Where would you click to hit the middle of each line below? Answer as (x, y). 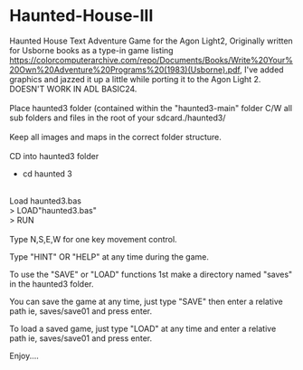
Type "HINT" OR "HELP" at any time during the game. (109, 256)
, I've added (261, 70)
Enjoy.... (24, 356)
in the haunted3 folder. (52, 284)
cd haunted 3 (47, 174)
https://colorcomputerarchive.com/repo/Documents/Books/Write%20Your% (151, 60)
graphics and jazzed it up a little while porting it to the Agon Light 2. (135, 79)
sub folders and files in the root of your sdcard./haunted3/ (118, 118)
